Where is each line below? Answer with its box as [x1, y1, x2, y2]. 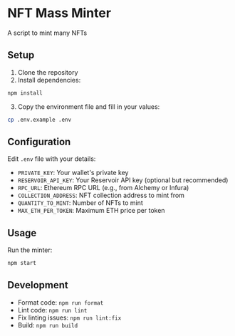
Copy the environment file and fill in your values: [17, 102, 160, 111]
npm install [7, 89, 43, 97]
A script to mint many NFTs [7, 28, 88, 37]
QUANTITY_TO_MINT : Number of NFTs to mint [17, 199, 144, 207]
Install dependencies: [17, 75, 81, 84]
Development [7, 279, 69, 291]
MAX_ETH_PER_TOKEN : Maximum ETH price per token [17, 206, 165, 215]
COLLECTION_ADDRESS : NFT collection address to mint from [17, 191, 185, 200]
